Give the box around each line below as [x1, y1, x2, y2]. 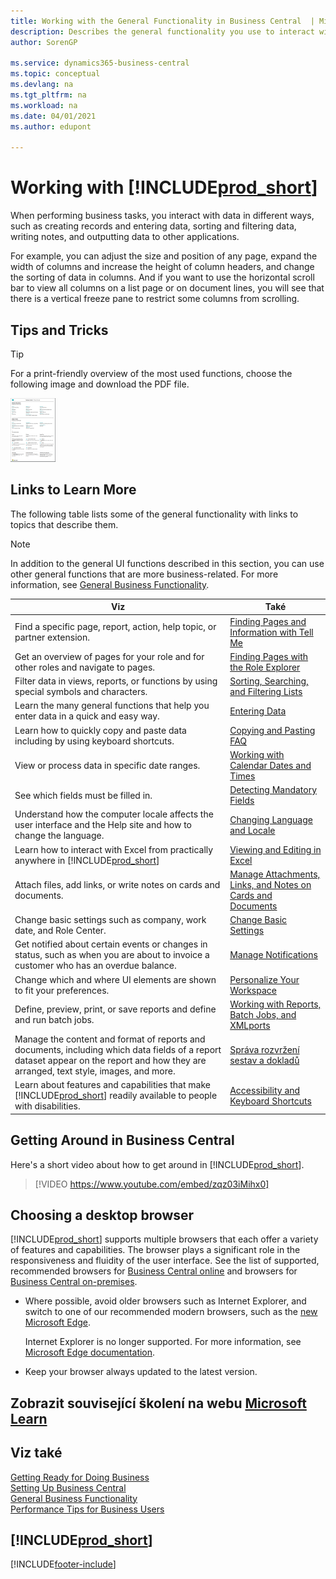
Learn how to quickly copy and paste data [14, 724, 187, 736]
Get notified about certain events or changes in [14, 938, 208, 950]
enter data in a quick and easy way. [14, 710, 160, 722]
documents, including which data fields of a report [14, 1044, 222, 1056]
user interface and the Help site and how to [14, 819, 192, 831]
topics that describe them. [10, 518, 119, 530]
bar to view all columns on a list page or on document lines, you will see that [10, 282, 325, 294]
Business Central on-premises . [10, 1276, 138, 1288]
